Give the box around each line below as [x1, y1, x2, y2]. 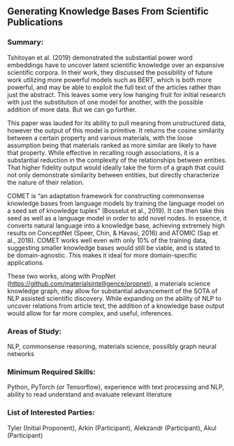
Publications [7, 17, 64, 29]
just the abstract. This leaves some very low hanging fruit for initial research [7, 90, 226, 98]
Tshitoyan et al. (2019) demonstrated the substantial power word [7, 53, 193, 61]
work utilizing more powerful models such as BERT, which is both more [7, 75, 212, 84]
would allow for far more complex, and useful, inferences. [7, 309, 173, 317]
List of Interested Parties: [7, 408, 96, 417]
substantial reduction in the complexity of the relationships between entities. [7, 156, 227, 164]
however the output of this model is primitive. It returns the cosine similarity [7, 126, 225, 135]
